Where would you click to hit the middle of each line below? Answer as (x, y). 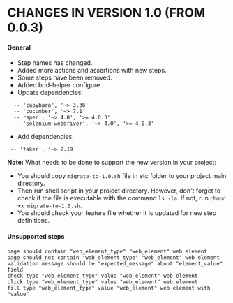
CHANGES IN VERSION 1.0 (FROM (106, 13)
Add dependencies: (46, 137)
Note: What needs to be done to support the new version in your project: (112, 163)
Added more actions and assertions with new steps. (92, 71)
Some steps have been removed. (65, 77)
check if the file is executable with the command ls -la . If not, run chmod (122, 198)
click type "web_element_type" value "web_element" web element (103, 282)
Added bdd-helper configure (59, 85)
